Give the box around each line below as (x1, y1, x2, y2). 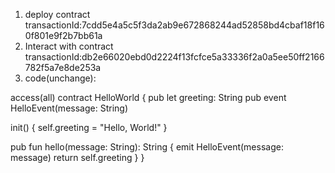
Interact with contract (24, 40, 114, 52)
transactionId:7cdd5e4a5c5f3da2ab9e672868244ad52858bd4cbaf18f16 (24, 19, 325, 31)
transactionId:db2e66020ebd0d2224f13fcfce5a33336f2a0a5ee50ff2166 (24, 51, 325, 63)
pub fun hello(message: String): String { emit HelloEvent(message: (10, 141, 284, 153)
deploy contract (24, 9, 91, 20)
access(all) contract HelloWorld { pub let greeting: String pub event (10, 92, 287, 103)
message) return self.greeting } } (10, 152, 145, 163)
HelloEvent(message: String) (10, 102, 128, 114)
